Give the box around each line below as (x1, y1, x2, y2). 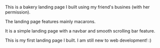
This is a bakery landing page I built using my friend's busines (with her (5, 4, 150, 10)
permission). (5, 9, 31, 15)
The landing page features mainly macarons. (5, 19, 96, 24)
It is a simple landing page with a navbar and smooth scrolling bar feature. (5, 28, 156, 33)
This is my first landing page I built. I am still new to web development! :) (5, 37, 152, 43)
